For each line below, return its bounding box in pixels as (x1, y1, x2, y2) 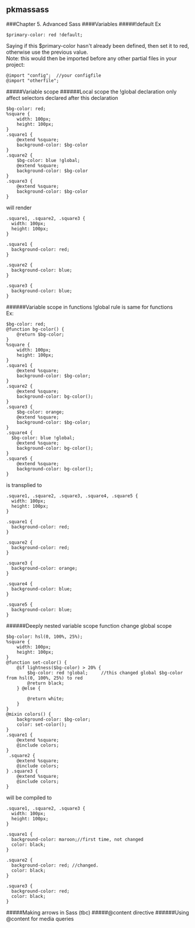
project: (6, 61, 25, 68)
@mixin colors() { (6, 711, 51, 717)
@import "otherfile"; (6, 77, 60, 83)
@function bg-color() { (6, 326, 65, 332)
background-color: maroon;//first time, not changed (11, 836, 144, 842)
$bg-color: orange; (16, 409, 65, 415)
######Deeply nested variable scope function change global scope (6, 622, 172, 629)
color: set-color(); (16, 721, 67, 728)
